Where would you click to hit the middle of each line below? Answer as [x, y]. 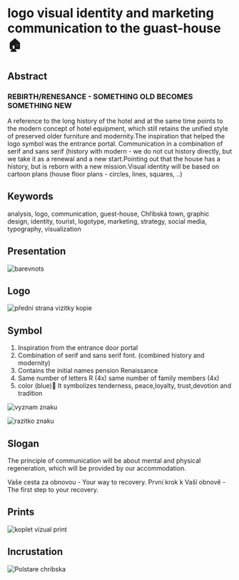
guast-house [182, 28]
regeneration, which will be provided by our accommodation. [97, 468]
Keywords [30, 197]
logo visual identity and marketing [111, 13]
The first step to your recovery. [53, 489]
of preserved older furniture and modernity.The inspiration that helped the [116, 136]
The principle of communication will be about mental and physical [104, 460]
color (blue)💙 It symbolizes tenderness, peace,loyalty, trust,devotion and [124, 386]
